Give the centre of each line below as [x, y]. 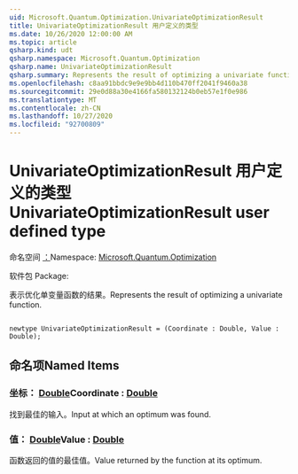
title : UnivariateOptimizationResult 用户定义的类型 [104, 26]
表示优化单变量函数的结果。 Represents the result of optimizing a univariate [146, 294]
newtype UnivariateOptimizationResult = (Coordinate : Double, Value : [144, 329]
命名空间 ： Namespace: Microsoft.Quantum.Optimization [113, 257]
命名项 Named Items [64, 365]
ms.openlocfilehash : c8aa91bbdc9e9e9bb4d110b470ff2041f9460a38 [129, 83]
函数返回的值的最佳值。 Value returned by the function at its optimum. [136, 460]
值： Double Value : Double [67, 439]
